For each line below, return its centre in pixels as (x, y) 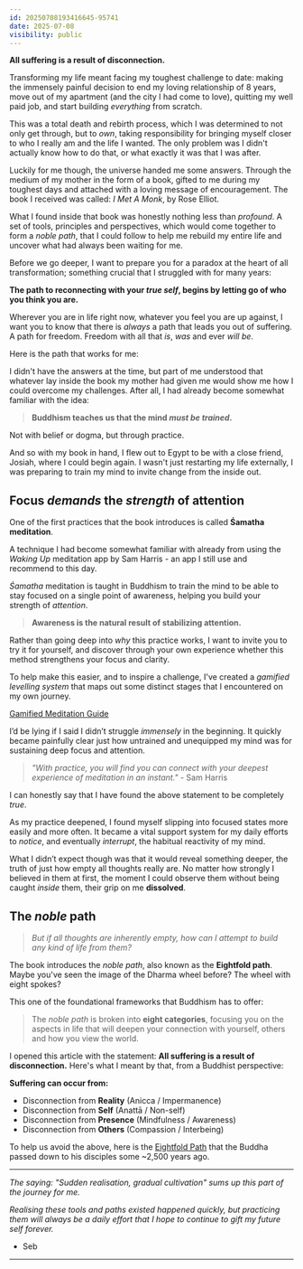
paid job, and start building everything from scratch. (106, 107)
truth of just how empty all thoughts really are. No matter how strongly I (142, 869)
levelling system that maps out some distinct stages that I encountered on (147, 687)
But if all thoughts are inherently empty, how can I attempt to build (155, 938)
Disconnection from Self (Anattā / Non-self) (104, 1110)
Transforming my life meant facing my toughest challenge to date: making (147, 78)
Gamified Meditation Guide (59, 714)
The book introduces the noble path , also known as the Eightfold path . (141, 965)
